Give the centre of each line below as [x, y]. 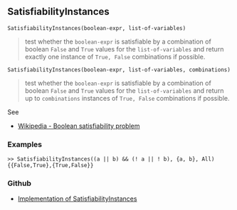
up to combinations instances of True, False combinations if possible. [127, 98]
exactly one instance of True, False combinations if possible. [115, 56]
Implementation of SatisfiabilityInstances [77, 199]
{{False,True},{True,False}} [51, 166]
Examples [25, 144]
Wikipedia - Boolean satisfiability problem [79, 126]
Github [20, 184]
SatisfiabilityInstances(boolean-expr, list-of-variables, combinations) [119, 70]
